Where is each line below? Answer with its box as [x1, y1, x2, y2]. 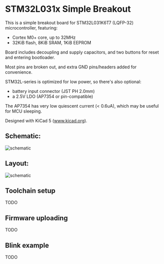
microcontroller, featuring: [5, 25, 58, 30]
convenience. [5, 69, 33, 75]
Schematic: [5, 132, 41, 141]
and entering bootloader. [5, 54, 55, 60]
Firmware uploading [5, 214, 68, 222]
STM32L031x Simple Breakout [5, 3, 131, 15]
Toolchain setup [5, 186, 55, 195]
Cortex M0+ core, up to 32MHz [12, 34, 76, 40]
